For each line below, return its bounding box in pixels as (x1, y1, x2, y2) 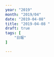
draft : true (5, 26, 30, 31)
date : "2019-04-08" (5, 16, 46, 21)
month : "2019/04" (5, 12, 41, 17)
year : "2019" (5, 7, 32, 12)
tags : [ (5, 30, 21, 35)
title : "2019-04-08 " (5, 21, 50, 26)
